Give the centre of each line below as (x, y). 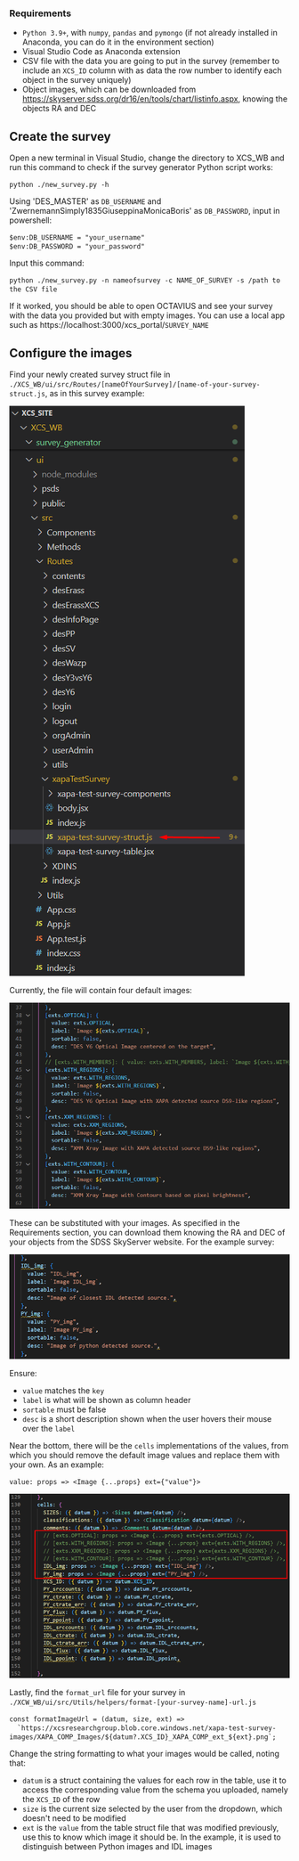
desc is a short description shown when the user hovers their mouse (147, 1418)
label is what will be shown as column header (106, 1400)
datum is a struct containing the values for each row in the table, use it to (154, 1780)
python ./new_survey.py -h (59, 185)
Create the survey (60, 136)
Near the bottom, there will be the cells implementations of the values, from (149, 1445)
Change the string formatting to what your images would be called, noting (145, 1753)
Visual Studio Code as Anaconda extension (101, 52)
